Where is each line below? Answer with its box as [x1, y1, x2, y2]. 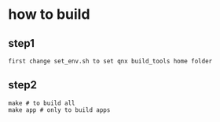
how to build [8, 5, 90, 23]
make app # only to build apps [8, 106, 111, 114]
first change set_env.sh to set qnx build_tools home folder [8, 57, 213, 65]
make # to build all [8, 99, 76, 107]
